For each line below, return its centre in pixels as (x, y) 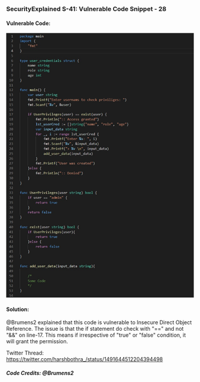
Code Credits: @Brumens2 (40, 373)
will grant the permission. (37, 341)
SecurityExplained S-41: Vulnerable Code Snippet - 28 (86, 9)
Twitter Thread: (25, 353)
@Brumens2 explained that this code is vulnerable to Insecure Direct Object (99, 322)
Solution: (18, 309)
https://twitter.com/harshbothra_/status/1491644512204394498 (85, 359)
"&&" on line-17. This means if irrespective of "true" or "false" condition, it (96, 335)
